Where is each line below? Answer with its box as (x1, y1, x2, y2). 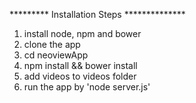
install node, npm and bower (23, 28, 142, 39)
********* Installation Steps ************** (9, 9, 186, 20)
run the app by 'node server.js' (23, 81, 151, 93)
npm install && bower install (23, 60, 138, 71)
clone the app (23, 39, 81, 50)
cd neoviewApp (23, 49, 89, 61)
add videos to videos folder (23, 70, 137, 82)
